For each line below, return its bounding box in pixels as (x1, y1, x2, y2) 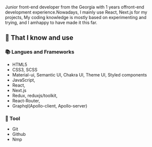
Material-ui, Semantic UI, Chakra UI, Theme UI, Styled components (12, 72, 147, 77)
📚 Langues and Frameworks (5, 49, 75, 55)
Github (12, 131, 26, 137)
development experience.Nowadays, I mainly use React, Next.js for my (5, 9, 148, 15)
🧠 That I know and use (5, 34, 74, 42)
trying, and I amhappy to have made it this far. (5, 19, 98, 25)
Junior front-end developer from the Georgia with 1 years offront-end (5, 4, 144, 10)
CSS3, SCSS (12, 67, 38, 73)
